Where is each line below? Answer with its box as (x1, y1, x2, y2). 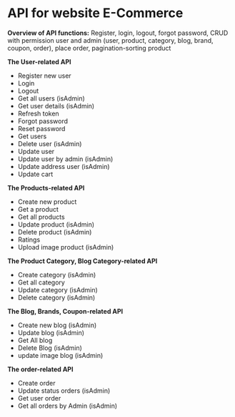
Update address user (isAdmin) (17, 162, 110, 170)
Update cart (17, 170, 54, 178)
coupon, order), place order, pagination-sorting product (7, 43, 171, 52)
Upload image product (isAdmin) (17, 242, 114, 251)
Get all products (17, 212, 66, 221)
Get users (17, 132, 47, 140)
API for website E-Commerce (7, 5, 184, 21)
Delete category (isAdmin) (17, 293, 96, 302)
